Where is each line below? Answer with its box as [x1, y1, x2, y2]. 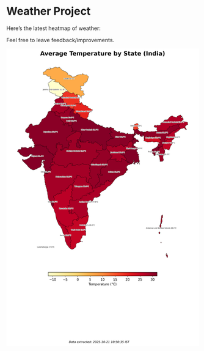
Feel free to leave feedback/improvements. [6, 36, 115, 43]
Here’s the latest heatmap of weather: [6, 24, 101, 32]
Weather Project [6, 4, 91, 18]
